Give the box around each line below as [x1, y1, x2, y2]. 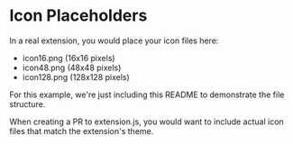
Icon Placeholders [9, 5, 148, 26]
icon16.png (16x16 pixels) [22, 52, 115, 63]
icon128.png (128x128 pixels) [22, 71, 131, 82]
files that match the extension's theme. [9, 125, 154, 136]
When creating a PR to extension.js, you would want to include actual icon [9, 116, 284, 127]
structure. [9, 98, 46, 109]
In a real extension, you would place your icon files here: [9, 35, 219, 46]
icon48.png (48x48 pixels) [22, 62, 122, 73]
